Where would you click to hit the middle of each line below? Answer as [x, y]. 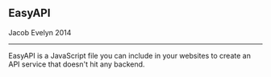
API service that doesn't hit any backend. [77, 64]
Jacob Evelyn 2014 [40, 32]
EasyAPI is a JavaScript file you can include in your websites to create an [130, 55]
